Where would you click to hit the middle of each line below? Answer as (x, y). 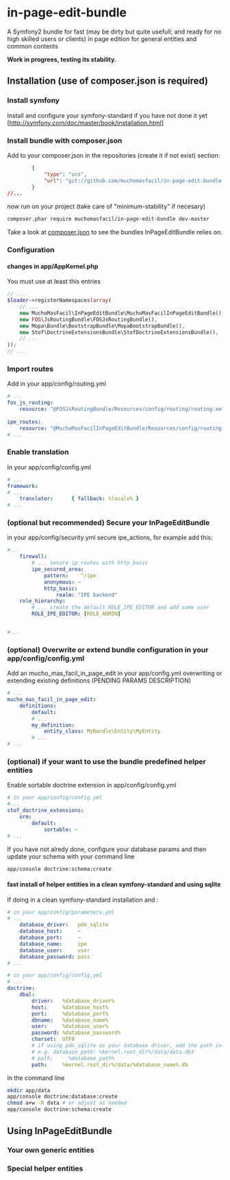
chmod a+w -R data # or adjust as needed (67, 1103)
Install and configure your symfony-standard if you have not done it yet (107, 115)
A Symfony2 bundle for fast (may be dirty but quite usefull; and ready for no (114, 32)
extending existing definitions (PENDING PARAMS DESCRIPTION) (99, 680)
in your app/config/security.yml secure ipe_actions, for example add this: (110, 538)
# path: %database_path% (73, 1058)
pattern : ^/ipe (70, 576)
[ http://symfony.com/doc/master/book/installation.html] (86, 123)
